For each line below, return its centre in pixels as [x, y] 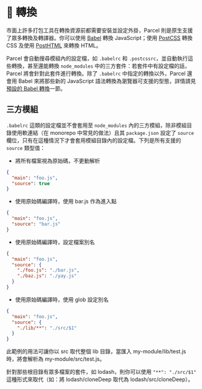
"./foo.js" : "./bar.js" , [48, 270]
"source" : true [31, 183]
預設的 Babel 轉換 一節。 [36, 88]
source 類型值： [26, 148]
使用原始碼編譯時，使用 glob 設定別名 [62, 299]
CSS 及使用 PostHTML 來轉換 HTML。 [54, 45]
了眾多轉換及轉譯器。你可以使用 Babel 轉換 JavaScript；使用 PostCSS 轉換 [99, 38]
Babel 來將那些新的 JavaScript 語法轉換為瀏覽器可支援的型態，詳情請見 [107, 81]
